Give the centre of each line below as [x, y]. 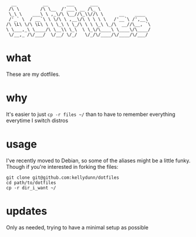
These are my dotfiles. [33, 74]
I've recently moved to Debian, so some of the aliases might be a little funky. [98, 161]
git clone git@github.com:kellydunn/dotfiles [62, 178]
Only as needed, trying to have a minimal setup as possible [77, 227]
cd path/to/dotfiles [31, 183]
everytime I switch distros [37, 120]
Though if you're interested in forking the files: [62, 166]
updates [27, 211]
